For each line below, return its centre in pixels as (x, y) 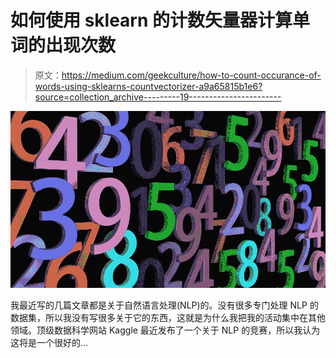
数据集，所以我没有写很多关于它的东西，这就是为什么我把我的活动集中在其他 (168, 318)
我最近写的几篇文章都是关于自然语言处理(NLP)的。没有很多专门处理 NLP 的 (164, 305)
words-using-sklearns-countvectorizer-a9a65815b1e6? (148, 86)
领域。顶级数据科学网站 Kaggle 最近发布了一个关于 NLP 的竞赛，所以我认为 (165, 330)
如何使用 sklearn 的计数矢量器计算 (151, 20)
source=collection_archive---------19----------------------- (158, 97)
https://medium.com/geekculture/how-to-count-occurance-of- (191, 75)
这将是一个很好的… (49, 343)
